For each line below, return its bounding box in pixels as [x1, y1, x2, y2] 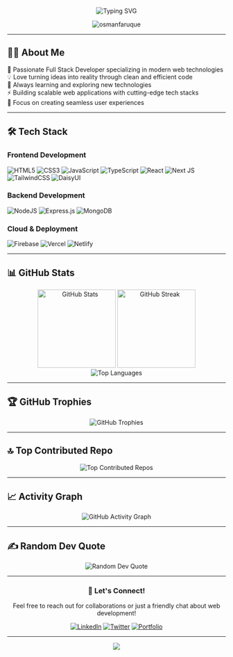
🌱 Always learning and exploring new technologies [7, 80, 152, 89]
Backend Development [7, 190, 85, 200]
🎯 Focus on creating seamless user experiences [7, 98, 144, 106]
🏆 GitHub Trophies [7, 396, 92, 408]
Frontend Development [7, 150, 87, 160]
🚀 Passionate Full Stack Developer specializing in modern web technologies [7, 65, 224, 74]
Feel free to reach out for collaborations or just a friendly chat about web [12, 601, 221, 610]
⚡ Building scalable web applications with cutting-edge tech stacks [7, 88, 199, 97]
